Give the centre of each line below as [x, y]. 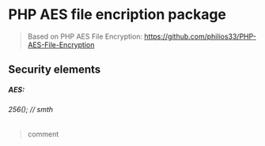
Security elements [55, 70]
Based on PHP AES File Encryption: [85, 36]
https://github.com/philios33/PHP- [201, 36]
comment [43, 134]
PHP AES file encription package [117, 15]
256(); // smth [31, 110]
